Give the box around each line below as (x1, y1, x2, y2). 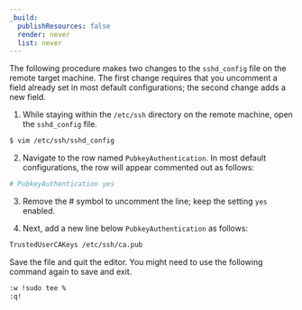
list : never (17, 38, 63, 48)
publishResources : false (17, 22, 111, 31)
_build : (9, 13, 39, 23)
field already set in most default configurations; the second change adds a (9, 82, 287, 93)
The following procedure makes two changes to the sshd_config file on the (9, 63, 287, 74)
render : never (17, 30, 70, 39)
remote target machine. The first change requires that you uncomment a (9, 73, 278, 84)
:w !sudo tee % (9, 283, 67, 293)
